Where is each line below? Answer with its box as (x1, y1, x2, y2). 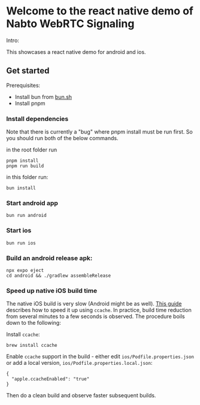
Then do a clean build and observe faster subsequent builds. (6, 392, 156, 399)
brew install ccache (6, 343, 58, 349)
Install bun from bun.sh (14, 93, 72, 100)
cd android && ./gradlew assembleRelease (6, 273, 111, 279)
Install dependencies (6, 114, 69, 123)
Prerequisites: (6, 81, 41, 89)
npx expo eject (6, 267, 44, 273)
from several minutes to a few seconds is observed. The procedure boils (6, 313, 185, 320)
